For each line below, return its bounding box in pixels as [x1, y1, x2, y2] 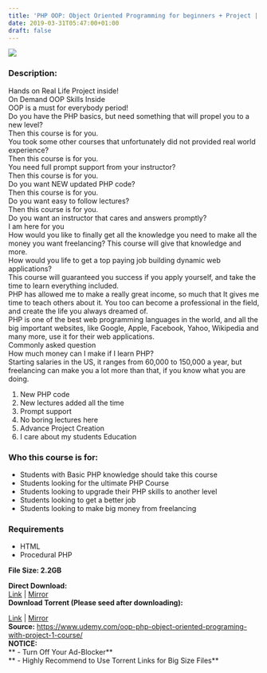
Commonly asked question [8, 340, 96, 349]
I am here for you [8, 221, 65, 231]
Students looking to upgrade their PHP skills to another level [19, 486, 218, 496]
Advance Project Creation [19, 423, 105, 433]
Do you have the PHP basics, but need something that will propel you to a [8, 111, 249, 120]
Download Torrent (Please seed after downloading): [8, 598, 183, 608]
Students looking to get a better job [19, 495, 136, 505]
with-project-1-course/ [8, 631, 84, 640]
